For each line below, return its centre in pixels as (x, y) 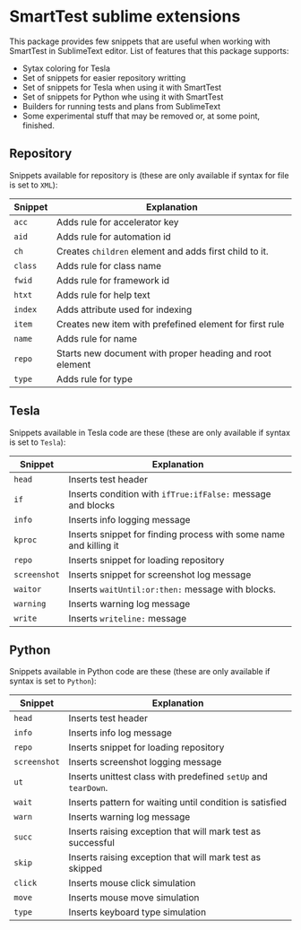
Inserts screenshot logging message (145, 762)
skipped (86, 869)
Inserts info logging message (129, 519)
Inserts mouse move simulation (134, 898)
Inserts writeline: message (127, 618)
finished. (39, 125)
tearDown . (88, 788)
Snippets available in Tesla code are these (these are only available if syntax (150, 432)
